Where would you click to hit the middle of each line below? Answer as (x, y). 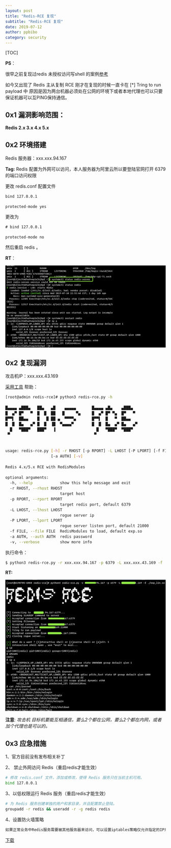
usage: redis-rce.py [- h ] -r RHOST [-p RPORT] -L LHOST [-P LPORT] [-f (83, 451)
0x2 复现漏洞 (26, 363)
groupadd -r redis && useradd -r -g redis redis (58, 809)
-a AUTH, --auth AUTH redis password (51, 537)
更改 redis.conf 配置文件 (31, 186)
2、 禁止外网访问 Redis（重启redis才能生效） (52, 768)
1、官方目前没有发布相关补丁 (35, 757)
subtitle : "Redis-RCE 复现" (34, 21)
